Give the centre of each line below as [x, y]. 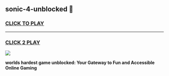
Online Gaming [21, 67]
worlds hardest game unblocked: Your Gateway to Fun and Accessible [80, 62]
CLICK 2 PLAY [23, 42]
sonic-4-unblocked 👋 [39, 9]
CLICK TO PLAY [25, 23]
